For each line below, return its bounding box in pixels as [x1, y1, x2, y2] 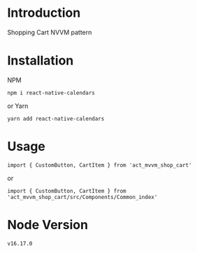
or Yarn [7, 102, 29, 110]
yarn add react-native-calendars [7, 115, 105, 122]
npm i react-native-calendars [7, 89, 96, 96]
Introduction [7, 5, 81, 21]
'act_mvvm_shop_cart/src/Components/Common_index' [7, 193, 158, 200]
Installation [7, 53, 74, 69]
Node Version [7, 217, 89, 233]
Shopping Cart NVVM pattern [7, 28, 92, 36]
